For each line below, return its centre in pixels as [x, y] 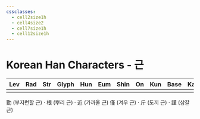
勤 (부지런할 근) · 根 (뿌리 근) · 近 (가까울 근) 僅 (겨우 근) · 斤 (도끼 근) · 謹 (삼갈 [98, 102]
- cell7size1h [29, 28]
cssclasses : [21, 12]
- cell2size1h [29, 17]
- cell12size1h [30, 34]
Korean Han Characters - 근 [75, 65]
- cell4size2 [28, 23]
